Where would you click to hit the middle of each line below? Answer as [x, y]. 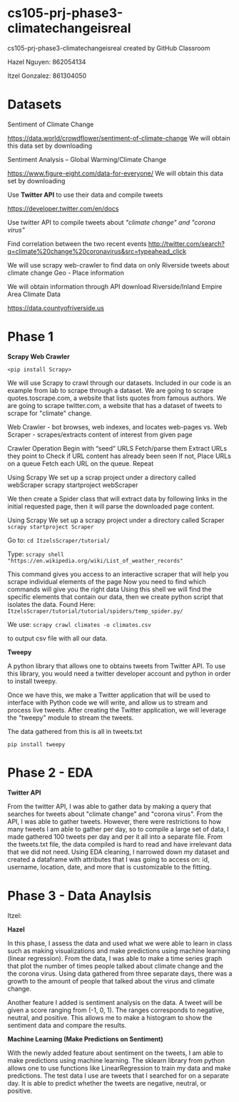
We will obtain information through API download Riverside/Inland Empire [115, 286]
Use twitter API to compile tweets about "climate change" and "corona [111, 222]
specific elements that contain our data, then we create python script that [115, 596]
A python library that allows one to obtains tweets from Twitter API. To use [117, 665]
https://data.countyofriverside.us [56, 307]
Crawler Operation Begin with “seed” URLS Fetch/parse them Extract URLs [117, 448]
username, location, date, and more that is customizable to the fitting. [110, 867]
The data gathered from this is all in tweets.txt [75, 731]
